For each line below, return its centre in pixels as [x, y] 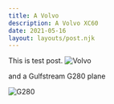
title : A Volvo [34, 16]
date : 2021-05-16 [37, 30]
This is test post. [36, 61]
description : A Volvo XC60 [53, 23]
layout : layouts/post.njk [51, 38]
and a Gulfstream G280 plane [57, 76]
